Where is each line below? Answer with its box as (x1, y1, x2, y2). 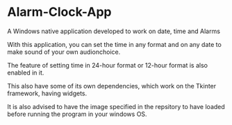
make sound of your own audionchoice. (7, 48, 121, 56)
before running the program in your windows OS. (7, 110, 147, 118)
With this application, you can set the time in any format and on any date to (7, 40, 222, 48)
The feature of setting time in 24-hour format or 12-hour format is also (7, 61, 208, 69)
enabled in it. (7, 68, 44, 77)
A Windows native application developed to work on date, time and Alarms (7, 27, 221, 35)
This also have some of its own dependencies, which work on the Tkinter (7, 81, 217, 90)
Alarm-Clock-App (7, 4, 112, 20)
